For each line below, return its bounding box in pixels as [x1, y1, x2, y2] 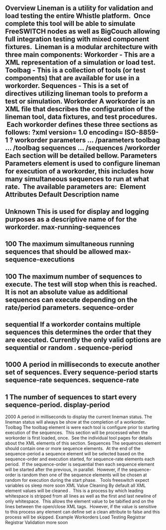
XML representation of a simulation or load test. [5, 58, 156, 67]
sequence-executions [5, 256, 75, 264]
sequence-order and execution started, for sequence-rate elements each [5, 456, 155, 462]
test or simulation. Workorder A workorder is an [5, 97, 155, 106]
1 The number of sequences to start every [5, 393, 137, 401]
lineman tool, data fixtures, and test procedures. [5, 113, 158, 121]
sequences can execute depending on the [5, 295, 138, 304]
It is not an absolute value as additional [5, 288, 128, 296]
